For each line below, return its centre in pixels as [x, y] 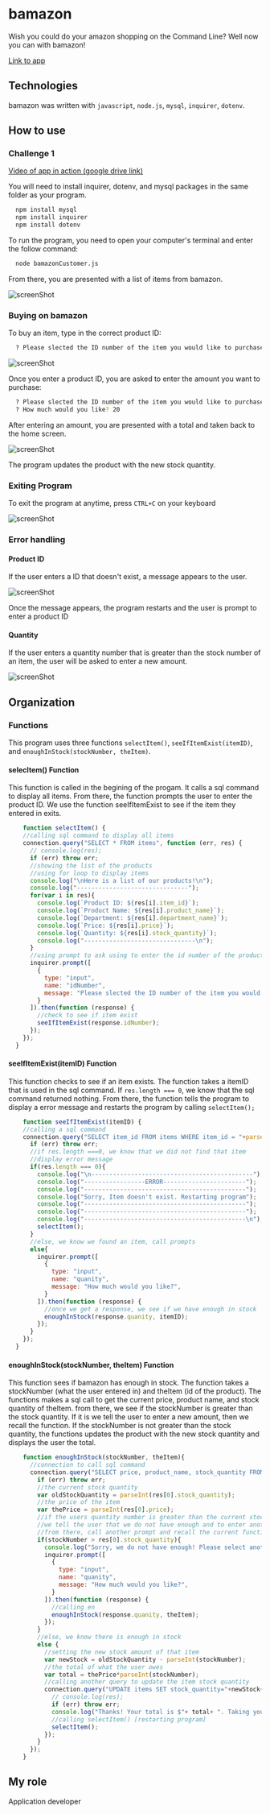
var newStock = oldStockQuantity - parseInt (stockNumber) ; [145, 1659]
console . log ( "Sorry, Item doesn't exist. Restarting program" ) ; [147, 1197]
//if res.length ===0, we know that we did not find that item [138, 1152]
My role [28, 1782]
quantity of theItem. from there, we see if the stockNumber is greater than [131, 1408]
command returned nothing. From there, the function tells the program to [129, 1098]
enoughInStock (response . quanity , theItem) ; [125, 1615]
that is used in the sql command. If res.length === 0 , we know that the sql [131, 1090]
